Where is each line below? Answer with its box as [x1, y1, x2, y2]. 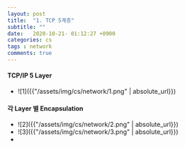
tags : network [7, 43, 52, 50]
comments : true [7, 50, 52, 57]
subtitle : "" [7, 23, 46, 30]
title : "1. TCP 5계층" [7, 17, 74, 24]
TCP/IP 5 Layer [7, 71, 52, 80]
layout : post [7, 10, 46, 18]
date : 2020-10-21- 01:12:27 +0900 [7, 30, 116, 37]
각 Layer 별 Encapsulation [7, 104, 84, 113]
